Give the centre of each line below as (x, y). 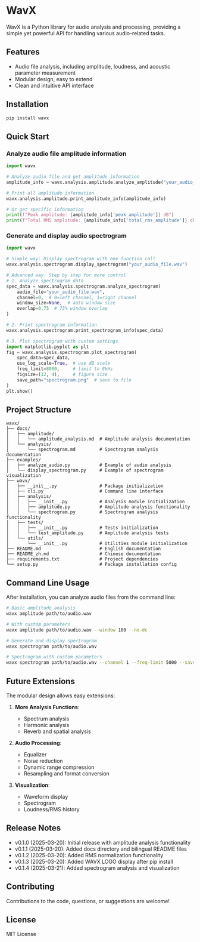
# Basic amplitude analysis (41, 608)
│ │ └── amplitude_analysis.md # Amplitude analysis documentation (98, 439)
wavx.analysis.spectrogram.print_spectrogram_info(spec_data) (85, 330)
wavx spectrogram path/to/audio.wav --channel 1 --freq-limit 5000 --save (101, 663)
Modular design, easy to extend (54, 79)
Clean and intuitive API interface (54, 85)
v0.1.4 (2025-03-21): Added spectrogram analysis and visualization (97, 868)
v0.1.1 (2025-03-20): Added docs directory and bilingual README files (101, 849)
